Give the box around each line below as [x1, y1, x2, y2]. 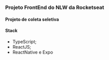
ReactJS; [12, 44, 31, 50]
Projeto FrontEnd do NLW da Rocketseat [5, 4, 104, 11]
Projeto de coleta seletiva [5, 16, 59, 22]
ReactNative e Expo [12, 49, 53, 55]
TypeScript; [12, 39, 36, 45]
